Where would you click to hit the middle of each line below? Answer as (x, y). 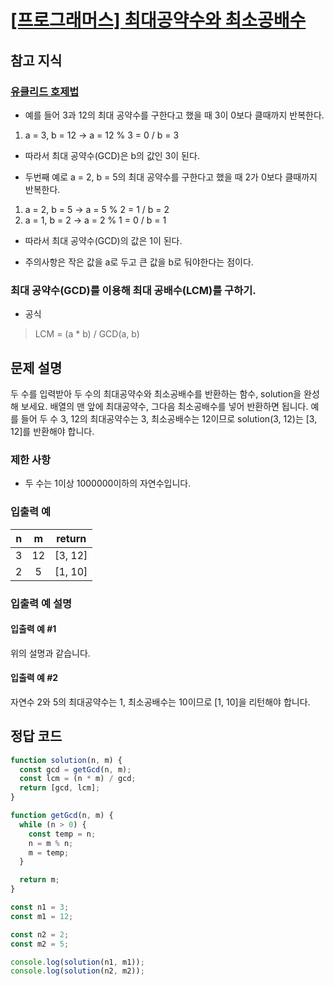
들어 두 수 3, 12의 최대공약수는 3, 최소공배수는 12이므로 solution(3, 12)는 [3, (169, 418)
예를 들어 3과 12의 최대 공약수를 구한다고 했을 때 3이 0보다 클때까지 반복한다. (174, 115)
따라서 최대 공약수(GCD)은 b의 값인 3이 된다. (112, 155)
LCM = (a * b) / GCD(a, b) (87, 334)
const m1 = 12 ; (42, 916)
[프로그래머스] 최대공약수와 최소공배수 (158, 20)
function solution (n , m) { (66, 760)
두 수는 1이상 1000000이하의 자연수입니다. (108, 483)
